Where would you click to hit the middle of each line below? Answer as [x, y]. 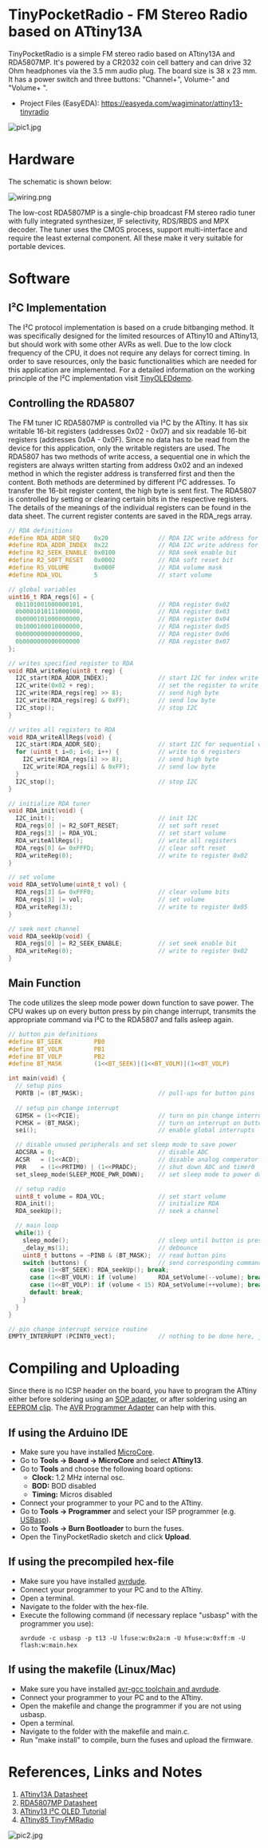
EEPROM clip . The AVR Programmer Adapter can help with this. [112, 1408]
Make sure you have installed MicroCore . [87, 1452]
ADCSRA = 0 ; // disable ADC [112, 1152]
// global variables [43, 589]
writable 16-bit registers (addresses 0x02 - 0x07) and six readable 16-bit [128, 431]
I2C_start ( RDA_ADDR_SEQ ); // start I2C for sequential [135, 744]
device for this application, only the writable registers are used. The [119, 448]
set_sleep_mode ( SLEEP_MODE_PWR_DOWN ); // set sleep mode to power [133, 1174]
